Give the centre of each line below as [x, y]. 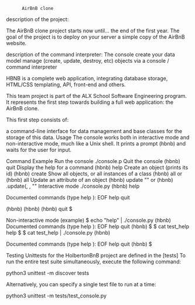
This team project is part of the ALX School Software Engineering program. [97, 96]
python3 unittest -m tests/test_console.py [57, 296]
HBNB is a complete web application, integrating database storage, [87, 78]
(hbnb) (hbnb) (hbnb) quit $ [39, 209]
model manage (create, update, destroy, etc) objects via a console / [88, 61]
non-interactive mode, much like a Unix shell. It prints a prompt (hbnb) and [96, 143]
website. [16, 43]
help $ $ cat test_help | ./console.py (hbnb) [58, 233]
